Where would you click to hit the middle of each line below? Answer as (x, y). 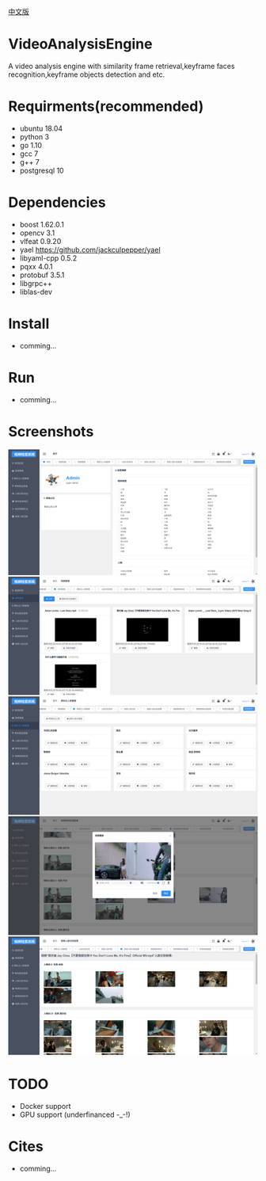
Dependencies (57, 202)
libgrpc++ (36, 283)
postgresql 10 (42, 170)
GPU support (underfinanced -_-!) (75, 1114)
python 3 (34, 136)
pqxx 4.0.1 (36, 266)
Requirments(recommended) (106, 107)
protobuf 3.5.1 (42, 275)
